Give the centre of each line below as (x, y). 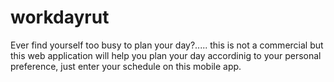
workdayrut (60, 17)
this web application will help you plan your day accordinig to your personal (166, 55)
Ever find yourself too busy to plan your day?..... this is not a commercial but (167, 45)
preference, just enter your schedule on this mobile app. (126, 66)
